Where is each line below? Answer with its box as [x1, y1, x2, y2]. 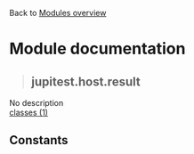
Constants [9, 133, 69, 148]
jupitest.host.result [30, 74, 141, 89]
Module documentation [9, 39, 186, 59]
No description [9, 98, 64, 108]
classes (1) [9, 107, 49, 118]
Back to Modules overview [9, 8, 107, 18]
